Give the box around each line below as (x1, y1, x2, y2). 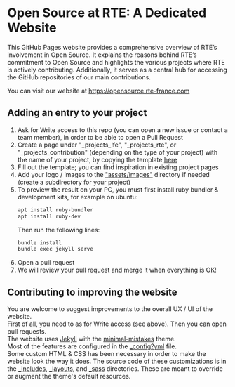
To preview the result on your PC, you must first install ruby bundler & (17, 185, 219, 194)
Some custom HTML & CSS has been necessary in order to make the (7, 350, 206, 358)
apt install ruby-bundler (17, 206, 93, 214)
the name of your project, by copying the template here (17, 155, 177, 164)
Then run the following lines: (17, 225, 100, 234)
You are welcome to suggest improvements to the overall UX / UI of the (7, 305, 213, 313)
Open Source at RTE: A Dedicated (7, 5, 207, 21)
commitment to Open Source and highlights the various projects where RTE (7, 58, 226, 66)
